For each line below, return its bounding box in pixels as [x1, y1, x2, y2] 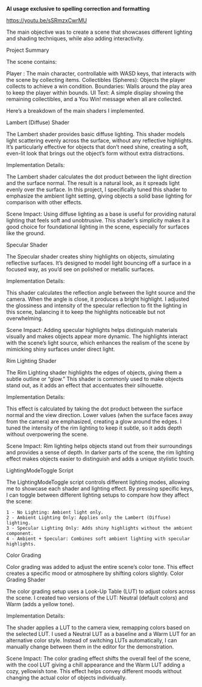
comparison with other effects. [6, 199, 83, 205]
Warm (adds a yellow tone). [6, 601, 75, 607]
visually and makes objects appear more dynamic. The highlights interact [6, 333, 188, 340]
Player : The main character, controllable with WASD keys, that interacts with [6, 70, 197, 77]
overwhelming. [6, 315, 43, 322]
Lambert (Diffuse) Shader [6, 119, 70, 126]
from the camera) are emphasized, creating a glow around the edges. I [6, 418, 182, 425]
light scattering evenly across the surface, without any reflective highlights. [6, 137, 193, 144]
